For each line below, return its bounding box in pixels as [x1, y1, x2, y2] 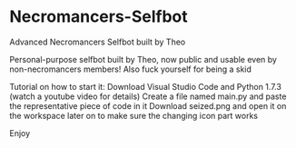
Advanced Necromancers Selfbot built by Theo [9, 36, 186, 47]
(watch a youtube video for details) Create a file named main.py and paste [9, 91, 287, 102]
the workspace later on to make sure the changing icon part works [9, 110, 259, 121]
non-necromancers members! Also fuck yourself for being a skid [9, 64, 252, 74]
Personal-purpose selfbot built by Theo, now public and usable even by [9, 54, 277, 64]
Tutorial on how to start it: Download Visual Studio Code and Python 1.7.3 [9, 81, 281, 92]
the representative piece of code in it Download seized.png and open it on [9, 100, 287, 111]
